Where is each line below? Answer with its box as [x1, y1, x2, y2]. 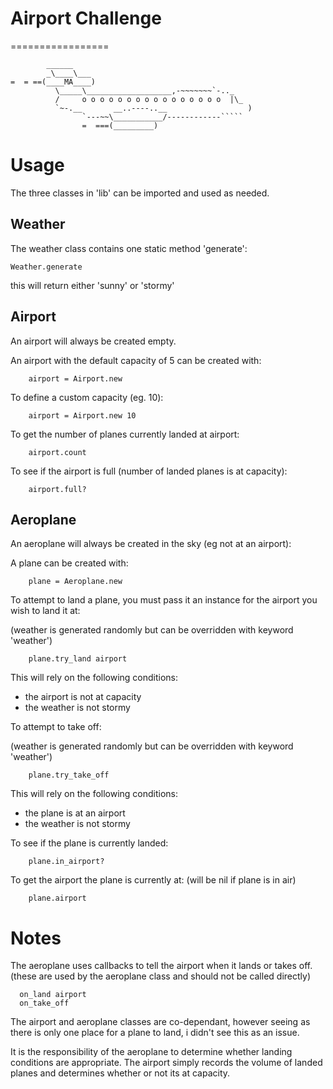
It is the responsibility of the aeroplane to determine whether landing [10, 1046, 293, 1058]
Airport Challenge [10, 7, 162, 30]
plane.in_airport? [28, 857, 105, 867]
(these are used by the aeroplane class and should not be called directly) [10, 970, 311, 982]
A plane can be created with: [10, 557, 129, 569]
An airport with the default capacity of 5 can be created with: [10, 354, 262, 366]
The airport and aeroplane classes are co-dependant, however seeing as [10, 1016, 311, 1028]
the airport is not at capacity [24, 691, 142, 703]
